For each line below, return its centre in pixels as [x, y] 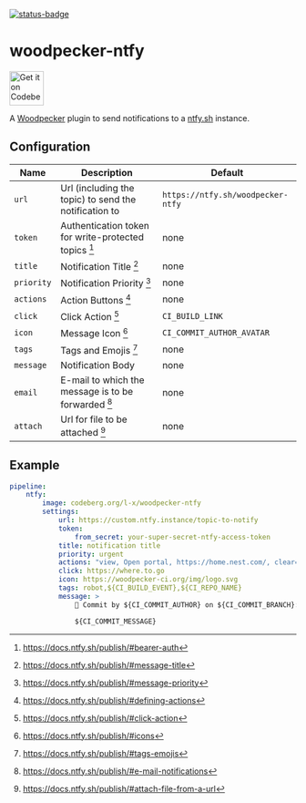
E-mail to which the [102, 380]
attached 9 [83, 432]
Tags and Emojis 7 [99, 350]
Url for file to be [94, 419]
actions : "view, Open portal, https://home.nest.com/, [164, 562]
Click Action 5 [90, 316]
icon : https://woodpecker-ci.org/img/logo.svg [148, 580]
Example [35, 465]
